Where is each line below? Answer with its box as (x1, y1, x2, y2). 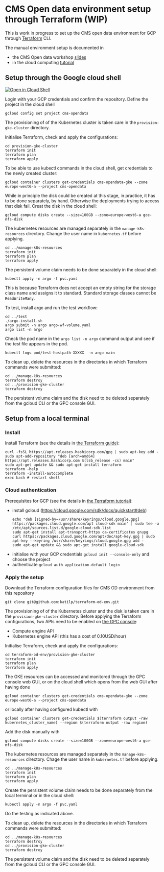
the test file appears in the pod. (5, 340, 69, 346)
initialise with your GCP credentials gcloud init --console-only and (12, 551, 150, 557)
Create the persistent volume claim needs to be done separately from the (5, 787, 153, 793)
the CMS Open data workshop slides (12, 54, 87, 60)
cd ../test (5, 314, 27, 319)
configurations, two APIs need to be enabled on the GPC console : (5, 619, 138, 625)
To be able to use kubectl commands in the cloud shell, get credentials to (5, 165, 153, 171)
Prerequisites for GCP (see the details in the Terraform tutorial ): (5, 498, 133, 504)
